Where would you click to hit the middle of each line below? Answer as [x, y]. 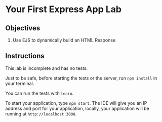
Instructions [25, 56]
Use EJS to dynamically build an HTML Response [64, 40]
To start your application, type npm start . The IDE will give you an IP [76, 103]
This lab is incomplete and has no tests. [47, 68]
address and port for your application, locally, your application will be [77, 108]
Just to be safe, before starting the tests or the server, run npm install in [81, 78]
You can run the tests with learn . [39, 93]
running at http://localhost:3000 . [41, 114]
